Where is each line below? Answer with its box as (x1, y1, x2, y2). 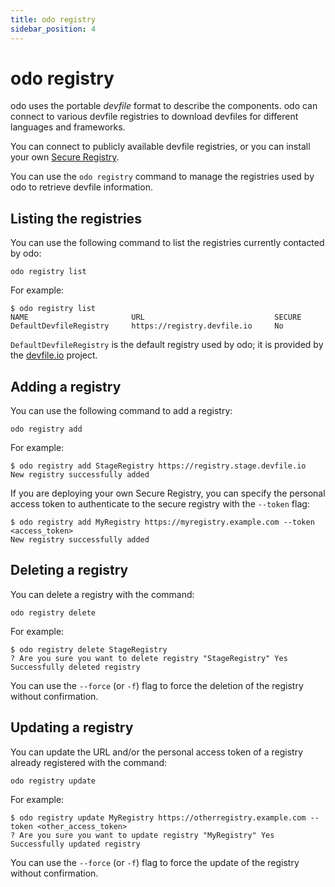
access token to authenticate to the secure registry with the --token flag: (10, 498, 310, 510)
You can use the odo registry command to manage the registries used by (10, 171, 315, 183)
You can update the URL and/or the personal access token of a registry (10, 746, 304, 758)
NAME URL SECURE (10, 312, 302, 323)
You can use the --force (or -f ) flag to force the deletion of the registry (10, 679, 304, 691)
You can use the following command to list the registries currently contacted (10, 237, 325, 249)
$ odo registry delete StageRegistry (10, 644, 168, 655)
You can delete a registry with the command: (10, 588, 195, 600)
